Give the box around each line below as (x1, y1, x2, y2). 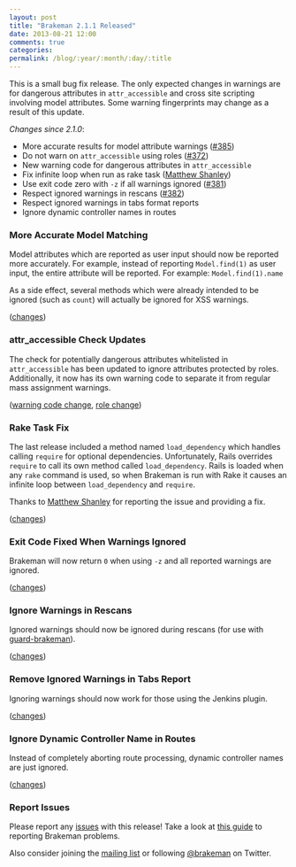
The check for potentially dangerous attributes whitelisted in (9, 353, 228, 364)
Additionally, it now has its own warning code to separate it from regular (9, 373, 271, 383)
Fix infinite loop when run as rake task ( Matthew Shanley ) (21, 169, 231, 180)
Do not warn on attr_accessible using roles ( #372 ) (21, 151, 209, 160)
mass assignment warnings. (9, 382, 111, 392)
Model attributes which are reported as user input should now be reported (9, 249, 279, 259)
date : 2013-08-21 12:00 (9, 29, 97, 38)
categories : (9, 46, 53, 55)
